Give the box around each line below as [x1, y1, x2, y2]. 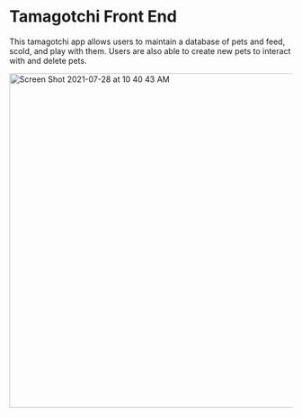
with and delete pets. [9, 55, 87, 66]
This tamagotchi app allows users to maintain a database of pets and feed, [9, 36, 286, 47]
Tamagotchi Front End [9, 6, 177, 27]
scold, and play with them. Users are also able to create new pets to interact [9, 45, 291, 56]
